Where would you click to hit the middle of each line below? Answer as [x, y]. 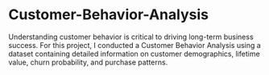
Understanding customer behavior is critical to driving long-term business [131, 37]
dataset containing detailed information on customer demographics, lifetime [134, 53]
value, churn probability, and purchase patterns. [88, 62]
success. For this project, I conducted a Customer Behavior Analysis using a [135, 45]
